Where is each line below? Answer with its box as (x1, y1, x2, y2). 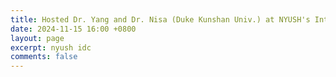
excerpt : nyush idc (10, 42, 92, 53)
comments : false (10, 52, 78, 62)
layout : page (10, 33, 65, 43)
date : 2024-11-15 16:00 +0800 (10, 24, 137, 34)
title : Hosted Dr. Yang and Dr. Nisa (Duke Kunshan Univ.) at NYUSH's (10, 14, 311, 25)
